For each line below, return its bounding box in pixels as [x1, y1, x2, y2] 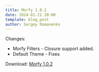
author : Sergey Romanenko [5, 21, 60, 27]
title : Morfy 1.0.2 [5, 7, 47, 13]
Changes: [5, 36, 26, 42]
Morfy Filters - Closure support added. [12, 45, 94, 52]
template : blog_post [5, 17, 49, 22]
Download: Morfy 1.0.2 [5, 61, 53, 67]
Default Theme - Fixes [12, 51, 60, 57]
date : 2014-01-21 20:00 [5, 12, 56, 17]
